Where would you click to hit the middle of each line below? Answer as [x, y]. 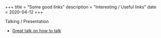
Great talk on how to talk [37, 31]
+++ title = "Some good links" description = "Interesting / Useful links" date [81, 7]
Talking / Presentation [27, 21]
